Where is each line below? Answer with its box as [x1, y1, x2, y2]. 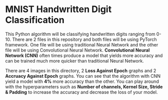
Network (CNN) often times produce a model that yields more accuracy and [5, 52, 163, 59]
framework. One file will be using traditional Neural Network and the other [5, 41, 158, 47]
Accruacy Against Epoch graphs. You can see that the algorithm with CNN [5, 73, 161, 79]
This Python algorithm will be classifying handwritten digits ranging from [5, 31, 155, 37]
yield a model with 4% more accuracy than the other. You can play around [5, 78, 159, 84]
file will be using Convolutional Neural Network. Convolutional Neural [5, 47, 150, 53]
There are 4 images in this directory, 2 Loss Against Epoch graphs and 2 [5, 67, 156, 74]
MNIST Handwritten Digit [5, 4, 112, 15]
